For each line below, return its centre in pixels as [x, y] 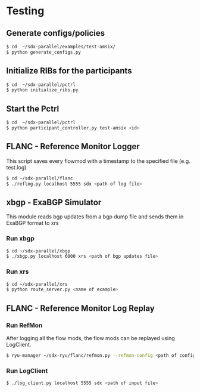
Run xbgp [20, 239]
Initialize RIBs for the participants [69, 71]
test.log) [16, 167]
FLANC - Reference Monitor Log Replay [80, 308]
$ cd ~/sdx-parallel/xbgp [38, 251]
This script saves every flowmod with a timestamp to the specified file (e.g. [98, 161]
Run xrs [18, 271]
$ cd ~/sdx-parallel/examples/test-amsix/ [61, 47]
